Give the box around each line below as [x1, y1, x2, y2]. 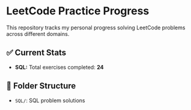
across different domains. [6, 30, 70, 37]
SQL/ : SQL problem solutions [14, 97, 85, 104]
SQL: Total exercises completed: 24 [14, 63, 104, 71]
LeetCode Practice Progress [6, 4, 150, 18]
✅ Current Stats [6, 48, 67, 58]
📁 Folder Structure [6, 81, 76, 91]
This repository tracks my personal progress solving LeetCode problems [6, 24, 186, 31]
